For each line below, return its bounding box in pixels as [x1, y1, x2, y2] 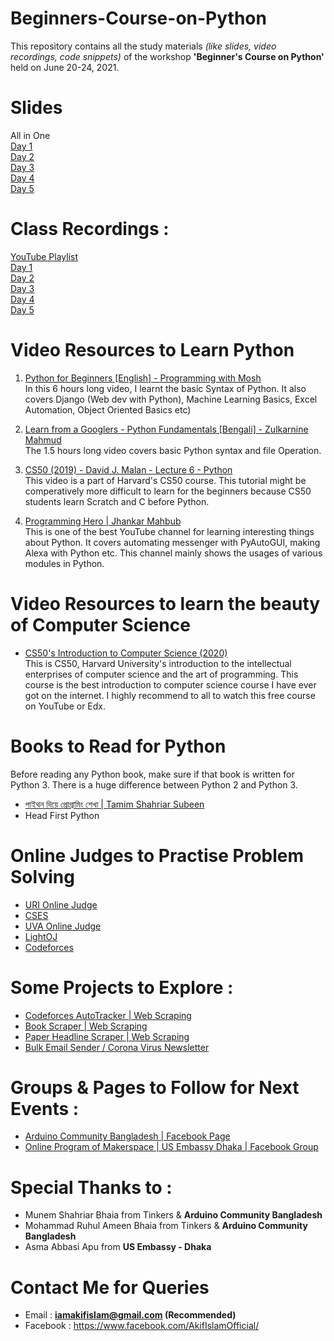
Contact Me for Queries [10, 1276, 210, 1299]
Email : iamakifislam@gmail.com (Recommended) [24, 1309, 237, 1321]
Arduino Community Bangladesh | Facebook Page [24, 1130, 231, 1142]
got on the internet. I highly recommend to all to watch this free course [24, 689, 316, 701]
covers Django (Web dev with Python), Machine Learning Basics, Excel [24, 393, 318, 405]
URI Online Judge [24, 898, 98, 911]
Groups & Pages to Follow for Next [10, 1076, 300, 1099]
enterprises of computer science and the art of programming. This [24, 668, 299, 680]
